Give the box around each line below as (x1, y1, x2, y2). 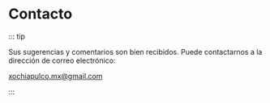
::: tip (8, 31, 26, 41)
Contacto (8, 5, 73, 23)
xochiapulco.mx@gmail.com (8, 71, 103, 80)
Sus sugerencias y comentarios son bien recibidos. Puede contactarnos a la (8, 47, 263, 56)
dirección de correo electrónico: (8, 56, 116, 65)
